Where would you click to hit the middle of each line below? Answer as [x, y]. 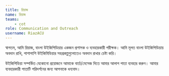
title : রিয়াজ [17, 10]
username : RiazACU [25, 33]
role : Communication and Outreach [42, 29]
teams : [12, 19]
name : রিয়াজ [16, 15]
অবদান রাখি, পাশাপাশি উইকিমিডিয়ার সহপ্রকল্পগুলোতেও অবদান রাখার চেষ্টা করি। [61, 53]
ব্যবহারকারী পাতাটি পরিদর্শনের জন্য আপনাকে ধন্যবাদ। [43, 69]
